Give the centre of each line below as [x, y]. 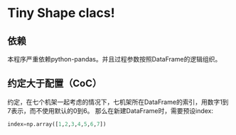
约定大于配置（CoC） [54, 84]
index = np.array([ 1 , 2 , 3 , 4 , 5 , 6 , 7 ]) [57, 124]
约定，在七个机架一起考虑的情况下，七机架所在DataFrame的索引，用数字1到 [118, 102]
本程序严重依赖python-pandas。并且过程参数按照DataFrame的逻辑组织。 [114, 59]
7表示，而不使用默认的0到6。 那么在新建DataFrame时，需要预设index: [111, 110]
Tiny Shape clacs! [61, 13]
